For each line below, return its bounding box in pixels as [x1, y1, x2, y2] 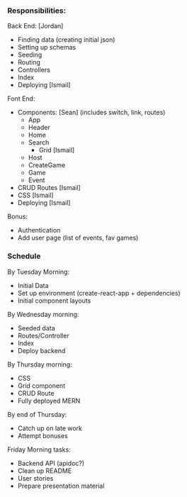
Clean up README [17, 467, 72, 475]
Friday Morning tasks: [7, 445, 71, 454]
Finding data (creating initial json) [17, 35, 115, 44]
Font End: [7, 94, 35, 103]
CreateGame [28, 161, 66, 169]
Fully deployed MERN [17, 396, 81, 405]
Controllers [17, 66, 51, 74]
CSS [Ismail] [17, 191, 55, 200]
